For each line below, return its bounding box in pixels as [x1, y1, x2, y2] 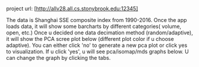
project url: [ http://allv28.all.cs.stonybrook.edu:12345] [6, 5, 138, 12]
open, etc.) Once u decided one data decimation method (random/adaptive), [6, 29, 193, 36]
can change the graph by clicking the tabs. [6, 55, 111, 61]
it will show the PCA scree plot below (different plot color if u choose [6, 36, 174, 42]
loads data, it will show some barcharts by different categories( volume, [6, 23, 182, 30]
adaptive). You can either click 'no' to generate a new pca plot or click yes [6, 42, 188, 49]
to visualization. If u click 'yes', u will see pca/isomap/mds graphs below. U [6, 48, 189, 55]
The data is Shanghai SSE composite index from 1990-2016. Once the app [6, 17, 187, 23]
